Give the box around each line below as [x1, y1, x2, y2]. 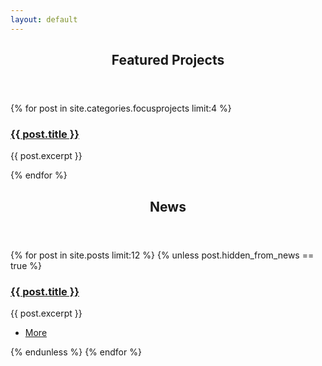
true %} [10, 259, 42, 271]
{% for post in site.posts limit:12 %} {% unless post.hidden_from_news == [10, 249, 315, 261]
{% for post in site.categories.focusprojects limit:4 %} [10, 102, 232, 115]
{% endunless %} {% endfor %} [10, 346, 142, 358]
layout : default [10, 14, 78, 25]
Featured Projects [111, 52, 225, 69]
